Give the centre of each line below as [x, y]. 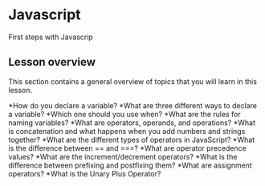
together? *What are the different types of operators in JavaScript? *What [132, 139]
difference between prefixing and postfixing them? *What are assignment [130, 165]
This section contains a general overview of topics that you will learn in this [132, 81]
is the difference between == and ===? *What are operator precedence [127, 148]
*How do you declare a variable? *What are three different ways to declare [132, 105]
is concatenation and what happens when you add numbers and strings [127, 131]
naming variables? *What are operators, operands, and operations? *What [132, 123]
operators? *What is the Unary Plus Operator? [85, 173]
